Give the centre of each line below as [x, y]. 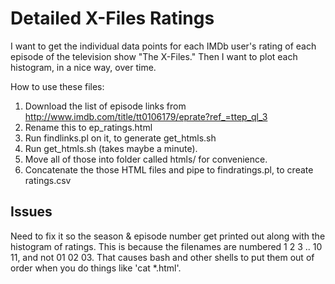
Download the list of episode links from [105, 106]
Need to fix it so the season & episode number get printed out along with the [168, 236]
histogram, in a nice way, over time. [83, 67]
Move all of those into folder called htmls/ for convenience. [146, 159]
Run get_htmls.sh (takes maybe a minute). [111, 148]
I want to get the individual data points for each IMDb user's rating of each [163, 46]
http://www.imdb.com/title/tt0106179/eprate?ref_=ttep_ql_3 [146, 116]
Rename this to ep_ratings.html [88, 127]
